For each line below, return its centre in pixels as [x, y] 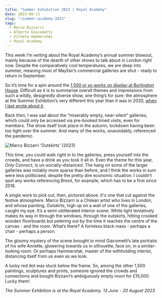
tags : [10, 23]
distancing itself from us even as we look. [46, 256]
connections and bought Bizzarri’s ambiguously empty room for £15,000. [77, 276]
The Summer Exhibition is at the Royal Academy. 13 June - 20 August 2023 [80, 290]
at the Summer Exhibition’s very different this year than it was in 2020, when [81, 101]
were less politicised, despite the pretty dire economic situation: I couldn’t [79, 175]
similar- [148, 245]
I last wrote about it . [25, 105]
